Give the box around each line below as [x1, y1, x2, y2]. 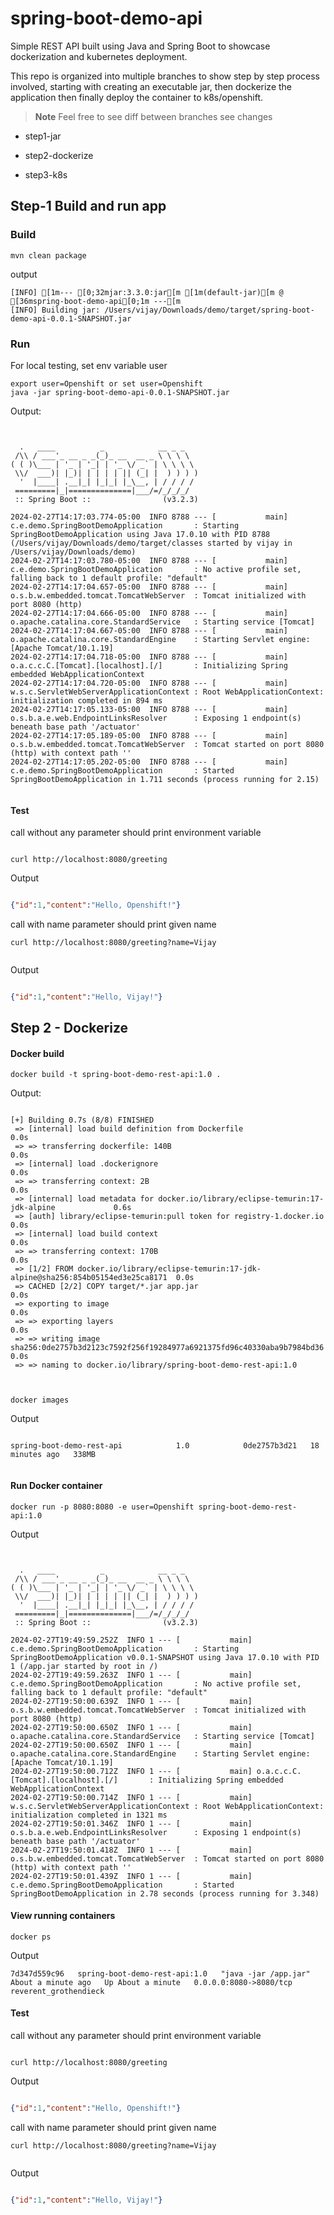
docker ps [10, 1932, 52, 1942]
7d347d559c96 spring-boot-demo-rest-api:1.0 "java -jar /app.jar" [10, 1968, 311, 1979]
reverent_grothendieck [10, 1986, 105, 1996]
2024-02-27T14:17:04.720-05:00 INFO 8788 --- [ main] [10, 678, 288, 688]
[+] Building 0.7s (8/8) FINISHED [10, 1115, 155, 1126]
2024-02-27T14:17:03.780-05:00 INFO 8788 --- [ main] [10, 555, 288, 566]
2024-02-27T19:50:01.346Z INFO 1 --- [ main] [10, 1818, 253, 1829]
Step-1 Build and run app [10, 198, 167, 215]
